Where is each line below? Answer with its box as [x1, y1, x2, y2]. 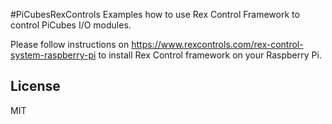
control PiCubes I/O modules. [10, 19, 132, 31]
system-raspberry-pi [10, 49, 97, 61]
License [10, 78, 61, 95]
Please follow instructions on [10, 39, 130, 50]
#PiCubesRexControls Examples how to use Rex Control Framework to [10, 9, 300, 20]
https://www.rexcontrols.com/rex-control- [131, 39, 304, 50]
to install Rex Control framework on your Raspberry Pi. [98, 49, 322, 61]
